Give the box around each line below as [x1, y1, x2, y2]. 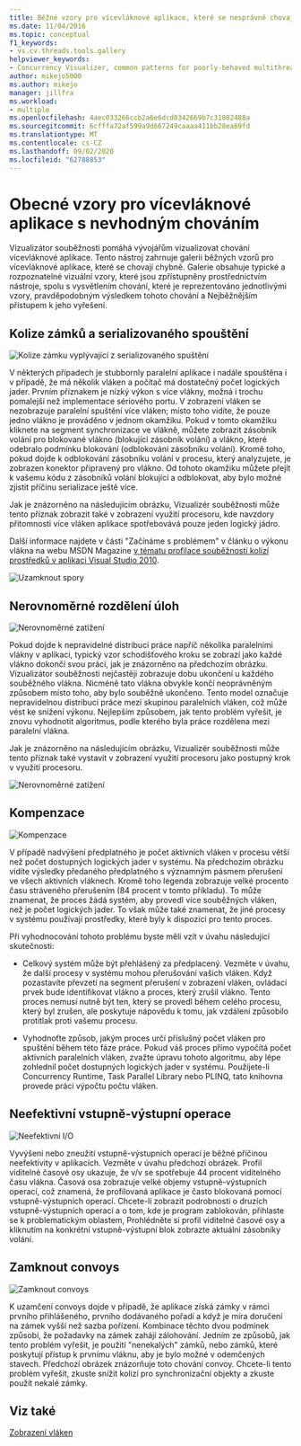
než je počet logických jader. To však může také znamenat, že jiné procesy [9, 904, 286, 915]
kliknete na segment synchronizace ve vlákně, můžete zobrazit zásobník [9, 424, 278, 436]
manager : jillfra [9, 88, 74, 97]
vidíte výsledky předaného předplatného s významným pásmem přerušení [9, 865, 283, 876]
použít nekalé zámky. [9, 1377, 88, 1388]
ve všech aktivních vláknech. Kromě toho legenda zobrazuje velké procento [9, 875, 289, 886]
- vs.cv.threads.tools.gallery [9, 47, 126, 56]
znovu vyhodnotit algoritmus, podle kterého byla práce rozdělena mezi [9, 716, 271, 727]
